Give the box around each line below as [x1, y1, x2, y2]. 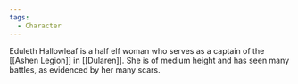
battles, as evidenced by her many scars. [9, 64, 161, 75]
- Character [17, 21, 62, 30]
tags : [9, 12, 29, 22]
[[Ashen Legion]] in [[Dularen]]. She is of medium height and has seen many [9, 55, 290, 65]
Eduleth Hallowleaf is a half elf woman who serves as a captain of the [9, 45, 265, 56]
